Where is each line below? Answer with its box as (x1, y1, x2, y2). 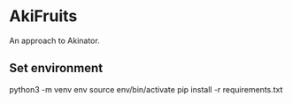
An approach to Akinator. (9, 35, 100, 46)
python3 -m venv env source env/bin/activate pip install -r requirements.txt (9, 84, 283, 94)
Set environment (9, 61, 104, 76)
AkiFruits (9, 6, 78, 26)
